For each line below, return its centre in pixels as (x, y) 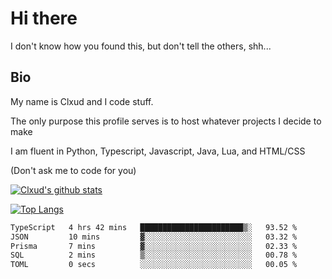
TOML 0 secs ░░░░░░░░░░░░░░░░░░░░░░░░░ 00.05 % (154, 265)
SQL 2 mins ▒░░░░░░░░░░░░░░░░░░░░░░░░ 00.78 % (154, 255)
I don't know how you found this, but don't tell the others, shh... (141, 46)
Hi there (44, 18)
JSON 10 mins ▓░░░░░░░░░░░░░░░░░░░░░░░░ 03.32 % (154, 237)
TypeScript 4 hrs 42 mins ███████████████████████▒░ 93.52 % (154, 227)
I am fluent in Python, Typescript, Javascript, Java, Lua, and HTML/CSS (158, 151)
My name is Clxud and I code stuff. (82, 101)
